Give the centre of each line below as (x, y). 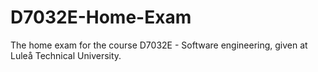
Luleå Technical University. (66, 55)
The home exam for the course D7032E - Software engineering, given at (159, 45)
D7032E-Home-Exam (101, 17)
